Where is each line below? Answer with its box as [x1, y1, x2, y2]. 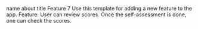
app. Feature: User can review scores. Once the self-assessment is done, [6, 11, 187, 18]
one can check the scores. [6, 17, 72, 24]
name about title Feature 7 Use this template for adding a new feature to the [6, 5, 193, 12]
